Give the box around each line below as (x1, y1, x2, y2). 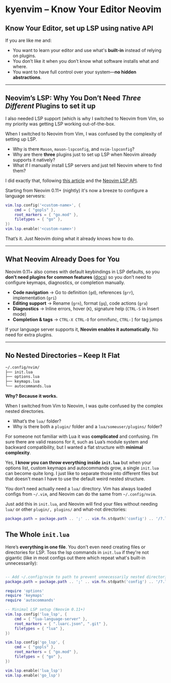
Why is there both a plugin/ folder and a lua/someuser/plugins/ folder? (12, 424, 162, 430)
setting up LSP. (5, 136, 37, 142)
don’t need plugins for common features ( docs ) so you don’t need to (5, 274, 152, 280)
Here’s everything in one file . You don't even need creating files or (5, 544, 146, 550)
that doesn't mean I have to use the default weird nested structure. (5, 476, 146, 482)
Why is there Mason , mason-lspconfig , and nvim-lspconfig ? (12, 146, 135, 152)
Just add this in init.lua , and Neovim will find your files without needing (5, 501, 158, 507)
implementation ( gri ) (12, 295, 57, 301)
